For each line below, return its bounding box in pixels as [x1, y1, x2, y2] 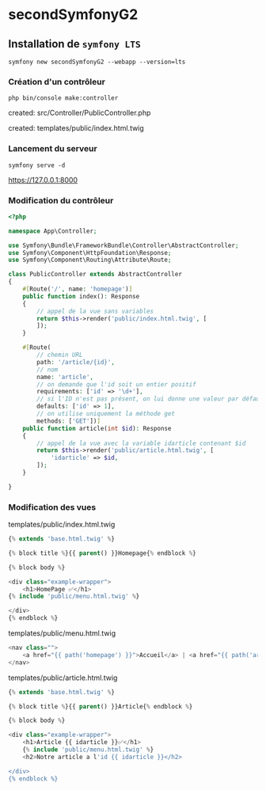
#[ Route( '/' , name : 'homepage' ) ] [22, 285, 133, 294]
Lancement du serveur [8, 143, 97, 154]
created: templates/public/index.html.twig [8, 123, 144, 133]
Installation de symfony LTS [8, 37, 141, 51]
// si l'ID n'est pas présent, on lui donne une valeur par [36, 395, 239, 403]
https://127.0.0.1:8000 [8, 175, 78, 184]
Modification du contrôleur [8, 195, 114, 206]
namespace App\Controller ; [8, 227, 97, 235]
